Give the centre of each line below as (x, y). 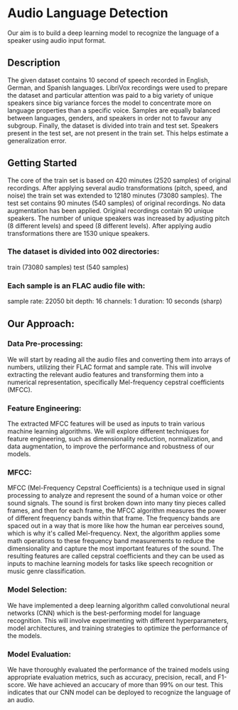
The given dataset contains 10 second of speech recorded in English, (108, 80)
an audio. (21, 700)
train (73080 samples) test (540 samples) (68, 267)
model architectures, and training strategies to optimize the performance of (118, 628)
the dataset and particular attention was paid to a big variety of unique (110, 95)
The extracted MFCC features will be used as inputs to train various (106, 424)
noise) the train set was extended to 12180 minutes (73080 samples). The (115, 195)
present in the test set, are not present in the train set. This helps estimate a (118, 133)
